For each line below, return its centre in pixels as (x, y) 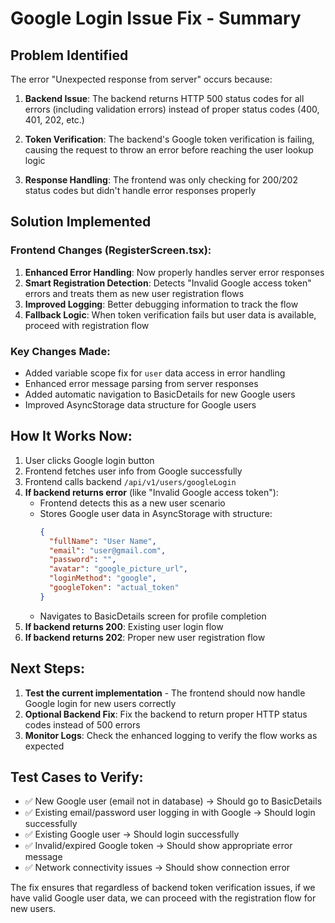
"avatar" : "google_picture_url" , (118, 569)
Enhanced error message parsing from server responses (141, 383)
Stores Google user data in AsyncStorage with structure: (156, 513)
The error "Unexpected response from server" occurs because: (141, 79)
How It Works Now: (71, 436)
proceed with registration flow (87, 325)
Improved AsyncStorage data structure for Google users (140, 404)
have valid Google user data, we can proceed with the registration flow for (163, 898)
